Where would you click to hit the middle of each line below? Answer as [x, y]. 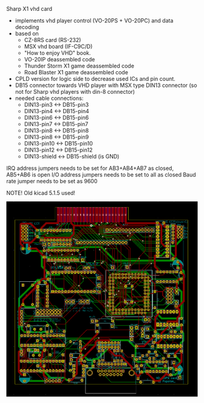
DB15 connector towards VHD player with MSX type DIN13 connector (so [106, 85]
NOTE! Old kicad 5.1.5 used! [41, 193]
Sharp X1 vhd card [29, 9]
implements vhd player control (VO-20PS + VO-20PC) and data [94, 20]
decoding [27, 27]
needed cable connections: [49, 98]
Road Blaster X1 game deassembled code [76, 72]
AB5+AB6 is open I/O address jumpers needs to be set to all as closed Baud [101, 175]
